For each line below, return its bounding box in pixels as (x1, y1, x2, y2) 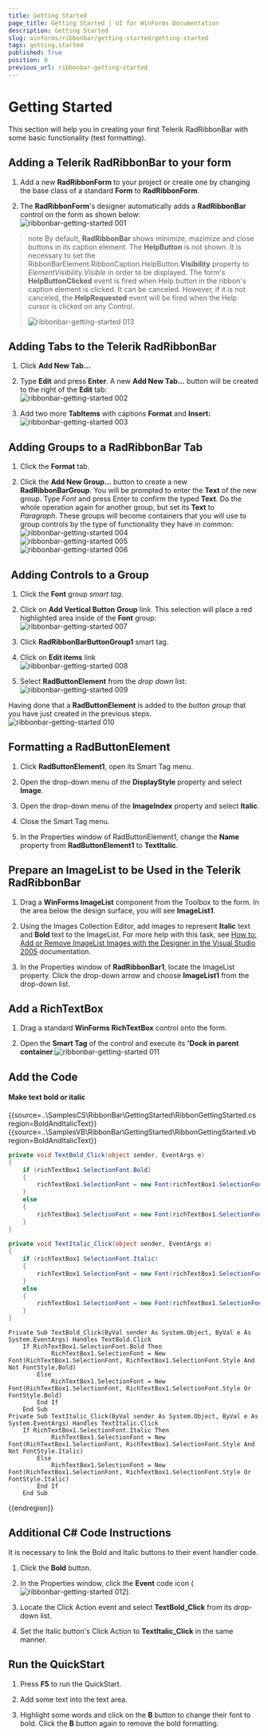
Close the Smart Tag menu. (19, 816, 110, 826)
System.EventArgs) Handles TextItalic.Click (8, 1419, 159, 1428)
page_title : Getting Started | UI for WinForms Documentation (8, 19, 219, 27)
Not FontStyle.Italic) (8, 1447, 84, 1456)
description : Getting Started (8, 26, 109, 34)
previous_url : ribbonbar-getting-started (8, 64, 148, 72)
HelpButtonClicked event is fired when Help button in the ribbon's (27, 276, 246, 286)
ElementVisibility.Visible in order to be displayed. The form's (27, 267, 226, 277)
